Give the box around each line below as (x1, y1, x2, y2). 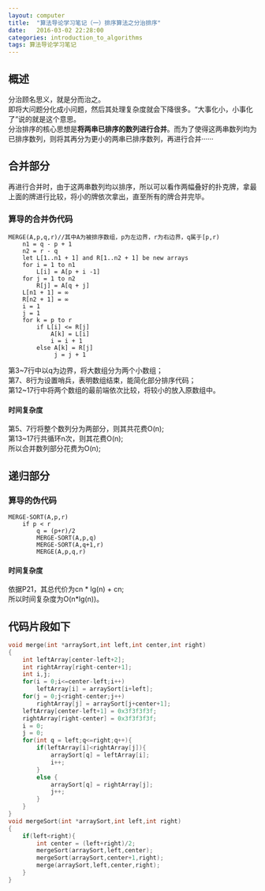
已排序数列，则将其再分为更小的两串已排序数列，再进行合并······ (8, 133, 215, 143)
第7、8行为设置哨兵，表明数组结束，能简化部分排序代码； (8, 376, 196, 385)
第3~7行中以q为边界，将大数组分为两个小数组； (8, 366, 164, 375)
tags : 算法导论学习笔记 (8, 41, 77, 49)
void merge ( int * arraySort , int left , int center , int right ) (8, 641, 207, 649)
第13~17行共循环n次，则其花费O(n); (8, 434, 124, 443)
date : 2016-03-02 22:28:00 (8, 26, 104, 34)
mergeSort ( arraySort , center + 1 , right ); (36, 854, 164, 862)
